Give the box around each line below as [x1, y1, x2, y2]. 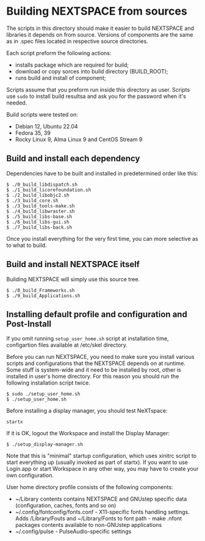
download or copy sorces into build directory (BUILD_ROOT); [15, 67, 168, 75]
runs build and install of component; [15, 74, 106, 81]
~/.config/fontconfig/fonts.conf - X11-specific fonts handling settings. [15, 509, 190, 516]
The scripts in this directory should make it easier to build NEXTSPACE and [6, 24, 194, 32]
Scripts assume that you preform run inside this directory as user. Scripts [6, 86, 190, 93]
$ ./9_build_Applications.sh [6, 292, 81, 299]
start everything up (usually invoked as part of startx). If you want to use [6, 458, 188, 466]
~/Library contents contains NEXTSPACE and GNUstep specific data [15, 495, 187, 502]
